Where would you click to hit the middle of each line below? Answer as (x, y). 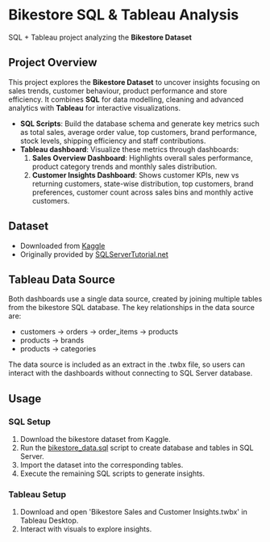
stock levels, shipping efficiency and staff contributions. (113, 141)
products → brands (52, 340)
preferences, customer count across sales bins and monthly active (143, 192)
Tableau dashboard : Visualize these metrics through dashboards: (129, 149)
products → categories (58, 349)
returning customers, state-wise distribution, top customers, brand (143, 183)
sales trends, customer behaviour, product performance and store (118, 90)
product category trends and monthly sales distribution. (125, 166)
